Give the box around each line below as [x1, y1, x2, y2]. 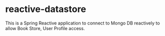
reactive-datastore [5, 3, 87, 15]
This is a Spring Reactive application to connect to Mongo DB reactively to [5, 20, 160, 26]
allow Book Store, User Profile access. [5, 25, 85, 31]
